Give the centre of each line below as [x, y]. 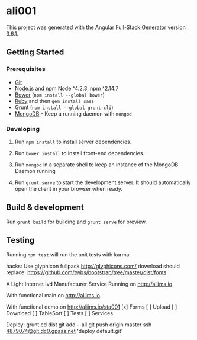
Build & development [45, 208]
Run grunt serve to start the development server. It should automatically [103, 182]
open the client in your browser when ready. [69, 188]
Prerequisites [26, 69]
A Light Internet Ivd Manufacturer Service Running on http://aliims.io [89, 284]
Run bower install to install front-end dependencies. [80, 153]
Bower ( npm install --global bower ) [60, 94]
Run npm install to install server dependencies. [73, 142]
